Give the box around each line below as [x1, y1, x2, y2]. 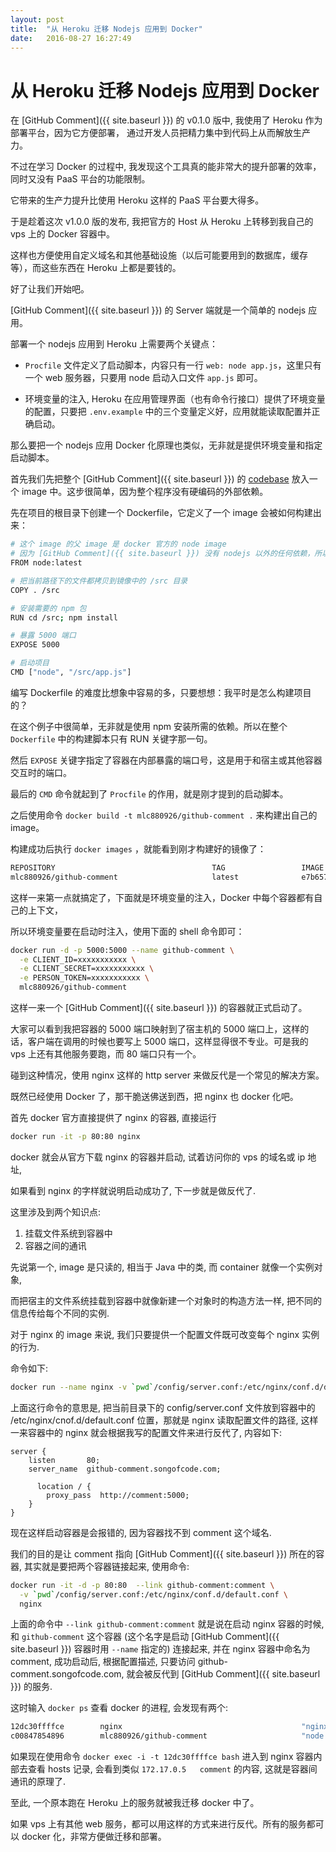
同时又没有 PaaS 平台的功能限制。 [10, 173, 151, 185]
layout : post [10, 14, 65, 25]
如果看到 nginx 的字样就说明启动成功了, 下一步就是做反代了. [10, 1184, 257, 1196]
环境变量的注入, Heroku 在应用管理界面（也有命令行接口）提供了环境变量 [24, 393, 326, 405]
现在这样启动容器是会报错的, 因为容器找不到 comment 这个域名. [10, 1526, 272, 1538]
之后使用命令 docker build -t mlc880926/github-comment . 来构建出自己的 [10, 809, 318, 821]
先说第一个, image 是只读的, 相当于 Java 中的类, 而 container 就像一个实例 [10, 1261, 315, 1273]
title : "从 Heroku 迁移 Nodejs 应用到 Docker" [10, 24, 203, 34]
